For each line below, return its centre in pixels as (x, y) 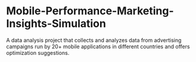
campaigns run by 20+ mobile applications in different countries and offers (98, 46)
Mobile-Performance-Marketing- (90, 11)
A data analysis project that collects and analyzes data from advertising (94, 40)
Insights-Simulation (56, 24)
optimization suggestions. (38, 52)
